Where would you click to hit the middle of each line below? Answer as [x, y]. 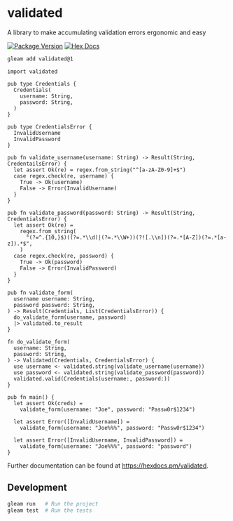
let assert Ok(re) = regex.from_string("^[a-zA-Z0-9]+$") [100, 170]
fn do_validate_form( [39, 342]
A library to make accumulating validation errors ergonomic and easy [107, 32]
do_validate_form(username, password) [70, 317]
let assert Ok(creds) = [48, 403]
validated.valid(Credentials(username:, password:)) [92, 378]
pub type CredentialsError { [50, 127]
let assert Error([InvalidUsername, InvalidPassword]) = [98, 440]
